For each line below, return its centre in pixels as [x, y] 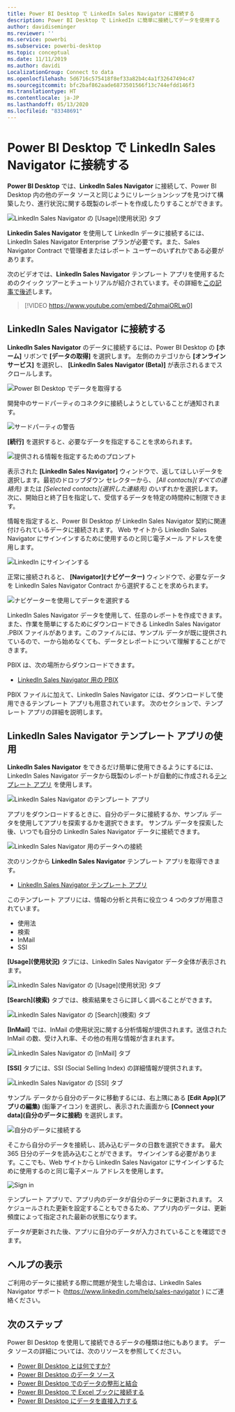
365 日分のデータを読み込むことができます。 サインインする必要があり [109, 1154]
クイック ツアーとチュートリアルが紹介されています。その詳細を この [117, 283]
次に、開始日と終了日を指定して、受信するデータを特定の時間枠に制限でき [114, 497]
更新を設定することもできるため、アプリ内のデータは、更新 [141, 1208]
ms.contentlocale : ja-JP [43, 98]
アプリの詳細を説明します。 [67, 712]
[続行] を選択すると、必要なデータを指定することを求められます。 [102, 441]
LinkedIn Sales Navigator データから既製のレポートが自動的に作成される [111, 776]
